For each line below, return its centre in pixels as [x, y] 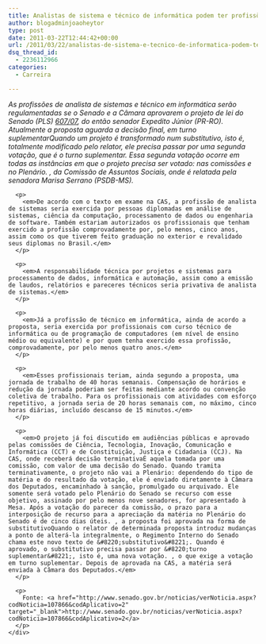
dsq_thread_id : [33, 52]
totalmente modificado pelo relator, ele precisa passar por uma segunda [127, 146]
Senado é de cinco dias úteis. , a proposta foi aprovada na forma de [127, 521]
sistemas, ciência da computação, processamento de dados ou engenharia [131, 215]
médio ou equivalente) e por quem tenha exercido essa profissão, [120, 341]
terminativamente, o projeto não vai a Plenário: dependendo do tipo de [131, 472]
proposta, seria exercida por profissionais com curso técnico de [120, 326]
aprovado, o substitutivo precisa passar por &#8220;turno [108, 549]
